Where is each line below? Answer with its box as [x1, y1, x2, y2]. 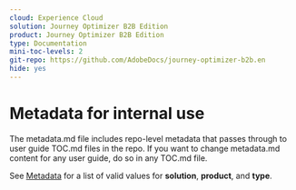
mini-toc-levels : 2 [9, 47, 84, 56]
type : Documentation [9, 38, 88, 48]
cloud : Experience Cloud [9, 13, 104, 23]
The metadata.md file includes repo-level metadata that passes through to [9, 133, 288, 144]
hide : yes [9, 65, 47, 74]
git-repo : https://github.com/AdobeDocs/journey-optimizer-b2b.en [9, 55, 266, 65]
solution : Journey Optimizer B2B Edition [9, 22, 169, 31]
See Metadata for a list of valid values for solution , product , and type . [9, 170, 272, 181]
